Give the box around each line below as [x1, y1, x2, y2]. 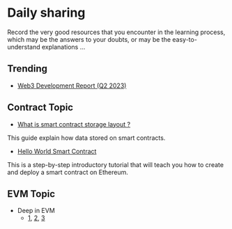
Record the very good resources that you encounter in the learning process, [7, 28, 226, 36]
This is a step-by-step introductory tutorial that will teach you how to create [7, 160, 224, 168]
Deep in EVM [17, 207, 56, 215]
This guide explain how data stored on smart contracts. [7, 134, 166, 142]
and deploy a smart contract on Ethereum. [7, 168, 129, 176]
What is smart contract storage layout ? [17, 120, 131, 128]
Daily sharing [7, 5, 86, 21]
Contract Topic [7, 102, 74, 113]
